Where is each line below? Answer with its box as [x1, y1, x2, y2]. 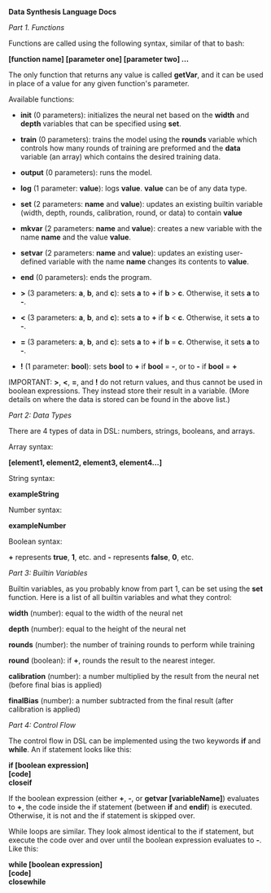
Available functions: [8, 94, 75, 104]
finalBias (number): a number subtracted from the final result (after [8, 696, 234, 705]
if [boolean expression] [8, 760, 90, 770]
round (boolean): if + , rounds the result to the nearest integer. [8, 655, 216, 665]
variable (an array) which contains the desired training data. [20, 152, 221, 161]
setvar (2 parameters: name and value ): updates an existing [20, 248, 224, 257]
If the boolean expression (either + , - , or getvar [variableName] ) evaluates [8, 794, 260, 803]
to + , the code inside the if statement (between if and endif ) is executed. [8, 802, 252, 812]
